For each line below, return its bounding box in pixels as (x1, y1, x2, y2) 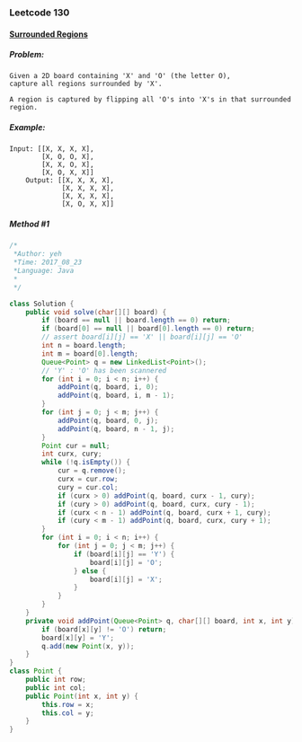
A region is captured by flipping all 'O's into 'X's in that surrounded (9, 95, 292, 104)
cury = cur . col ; (57, 482, 119, 491)
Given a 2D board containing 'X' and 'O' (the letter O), (9, 72, 231, 81)
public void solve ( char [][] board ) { (25, 307, 167, 316)
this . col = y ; (41, 708, 94, 718)
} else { (73, 566, 106, 576)
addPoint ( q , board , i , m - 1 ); (57, 391, 175, 401)
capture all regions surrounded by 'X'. (9, 79, 164, 89)
